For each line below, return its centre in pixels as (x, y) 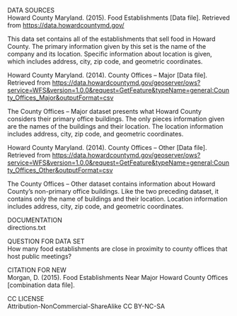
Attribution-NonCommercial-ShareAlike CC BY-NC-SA (86, 306)
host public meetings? (40, 256)
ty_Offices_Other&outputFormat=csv (60, 170)
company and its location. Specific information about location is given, (110, 54)
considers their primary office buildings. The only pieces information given (116, 119)
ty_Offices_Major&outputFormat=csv (60, 98)
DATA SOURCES (31, 10)
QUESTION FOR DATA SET (46, 241)
